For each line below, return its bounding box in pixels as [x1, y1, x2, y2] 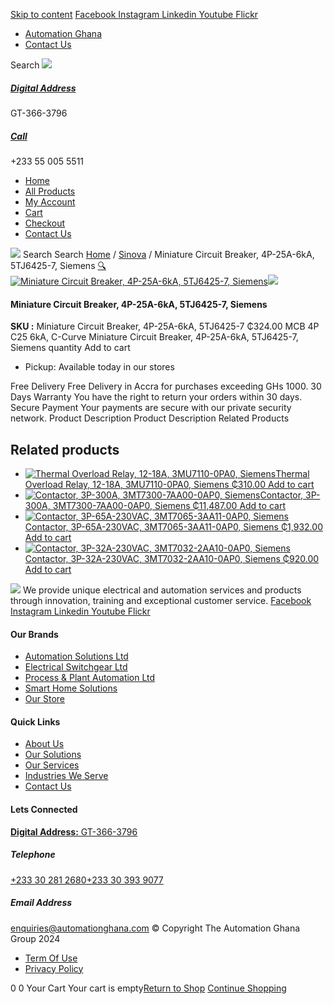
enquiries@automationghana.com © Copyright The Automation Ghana [10, 922, 301, 934]
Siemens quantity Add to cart [10, 342, 131, 354]
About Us [24, 738, 65, 750]
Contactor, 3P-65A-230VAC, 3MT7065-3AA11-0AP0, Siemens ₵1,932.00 [24, 520, 323, 533]
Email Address [10, 897, 73, 909]
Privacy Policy [24, 962, 84, 974]
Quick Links [10, 715, 61, 728]
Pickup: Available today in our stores [24, 361, 175, 373]
